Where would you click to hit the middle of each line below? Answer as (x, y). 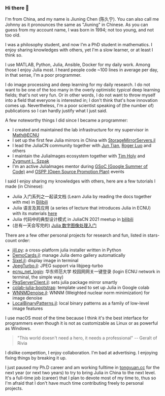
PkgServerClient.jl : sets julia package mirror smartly (65, 282)
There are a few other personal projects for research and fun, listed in (76, 235)
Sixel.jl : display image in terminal (45, 261)
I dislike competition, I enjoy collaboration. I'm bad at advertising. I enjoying (82, 353)
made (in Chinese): (24, 186)
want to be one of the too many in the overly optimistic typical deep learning (82, 90)
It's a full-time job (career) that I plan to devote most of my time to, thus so (81, 378)
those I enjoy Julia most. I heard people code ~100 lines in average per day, (82, 70)
